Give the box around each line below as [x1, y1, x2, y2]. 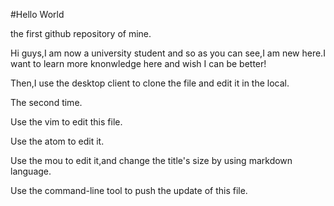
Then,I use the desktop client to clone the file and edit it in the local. [10, 77, 290, 89]
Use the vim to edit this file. [10, 116, 123, 128]
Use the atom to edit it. [10, 135, 105, 147]
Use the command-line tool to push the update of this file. [10, 185, 248, 196]
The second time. [10, 97, 83, 108]
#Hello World [10, 9, 65, 20]
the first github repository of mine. [10, 28, 152, 39]
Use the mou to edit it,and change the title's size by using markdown [10, 155, 293, 166]
